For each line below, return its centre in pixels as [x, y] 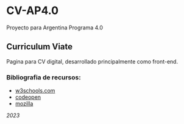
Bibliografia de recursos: [44, 77]
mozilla [24, 104]
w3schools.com [35, 91]
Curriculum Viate [40, 47]
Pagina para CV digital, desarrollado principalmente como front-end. [92, 61]
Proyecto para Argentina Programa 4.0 [55, 27]
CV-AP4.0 [33, 11]
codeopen [28, 97]
